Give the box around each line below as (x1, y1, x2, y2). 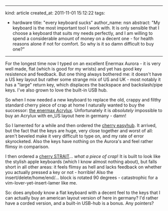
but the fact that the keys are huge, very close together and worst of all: (5, 128, 153, 133)
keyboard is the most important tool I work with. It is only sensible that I (12, 25, 159, 30)
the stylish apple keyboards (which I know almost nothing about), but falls (5, 158, 157, 164)
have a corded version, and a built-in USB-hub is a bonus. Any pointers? (5, 200, 154, 206)
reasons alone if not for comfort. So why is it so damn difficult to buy (12, 41, 154, 46)
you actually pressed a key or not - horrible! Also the (5, 169, 113, 175)
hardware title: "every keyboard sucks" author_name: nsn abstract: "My (12, 19, 160, 25)
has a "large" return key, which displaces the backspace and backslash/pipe (5, 82, 163, 87)
